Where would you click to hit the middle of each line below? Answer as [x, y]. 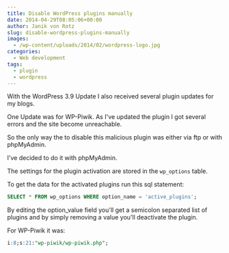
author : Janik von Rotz [41, 26]
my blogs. [21, 104]
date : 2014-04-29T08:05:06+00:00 [55, 20]
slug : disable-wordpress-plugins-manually [68, 32]
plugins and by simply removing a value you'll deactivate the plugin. [103, 217]
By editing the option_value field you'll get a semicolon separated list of [107, 210]
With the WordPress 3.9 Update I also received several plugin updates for [110, 96]
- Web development [40, 58]
